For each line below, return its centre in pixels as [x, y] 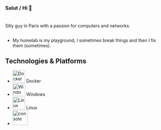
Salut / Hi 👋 [19, 8]
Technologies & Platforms [46, 61]
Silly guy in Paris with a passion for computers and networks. [68, 26]
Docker [34, 81]
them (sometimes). [32, 45]
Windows [36, 94]
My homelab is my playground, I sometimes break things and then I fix [84, 40]
